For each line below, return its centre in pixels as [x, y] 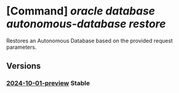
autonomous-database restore [86, 24]
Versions [24, 66]
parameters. [22, 47]
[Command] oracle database [81, 11]
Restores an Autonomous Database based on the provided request [89, 40]
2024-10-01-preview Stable [48, 83]
